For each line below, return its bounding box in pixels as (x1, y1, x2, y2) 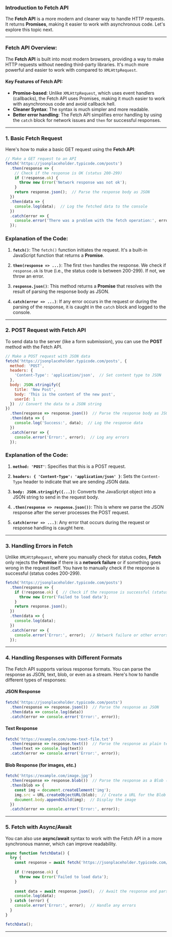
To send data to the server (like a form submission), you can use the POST (5, 338, 163, 344)
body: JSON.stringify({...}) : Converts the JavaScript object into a (12, 488, 156, 494)
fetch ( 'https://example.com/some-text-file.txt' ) (5, 737, 114, 742)
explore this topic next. (5, 27, 54, 33)
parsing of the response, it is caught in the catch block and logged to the (12, 304, 166, 310)
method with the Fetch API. (5, 344, 62, 350)
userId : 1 (14, 397, 36, 402)
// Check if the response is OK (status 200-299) (14, 171, 123, 176)
